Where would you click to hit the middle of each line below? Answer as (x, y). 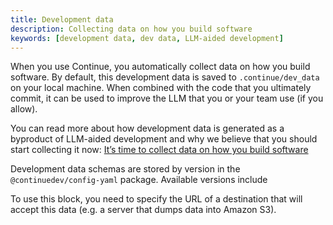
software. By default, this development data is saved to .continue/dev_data (165, 77)
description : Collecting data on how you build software (131, 29)
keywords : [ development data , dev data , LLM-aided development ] (147, 38)
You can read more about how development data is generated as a (147, 128)
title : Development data (62, 19)
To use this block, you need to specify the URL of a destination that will (156, 199)
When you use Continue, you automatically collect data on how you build (160, 67)
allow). (24, 109)
